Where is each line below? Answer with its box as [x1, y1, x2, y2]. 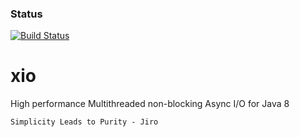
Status [10, 7, 43, 21]
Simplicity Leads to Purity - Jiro [10, 117, 159, 127]
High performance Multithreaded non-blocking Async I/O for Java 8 [10, 98, 290, 110]
